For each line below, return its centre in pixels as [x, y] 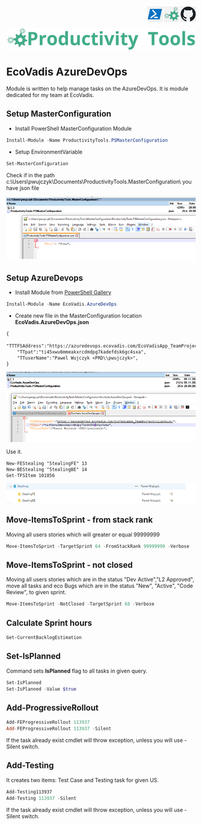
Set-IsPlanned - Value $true [41, 689]
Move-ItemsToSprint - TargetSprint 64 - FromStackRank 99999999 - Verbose [98, 546]
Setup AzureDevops [44, 278]
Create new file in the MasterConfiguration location [78, 315]
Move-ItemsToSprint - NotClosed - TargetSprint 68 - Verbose [80, 604]
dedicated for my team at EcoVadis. [50, 95]
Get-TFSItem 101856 [31, 475]
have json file [23, 188]
